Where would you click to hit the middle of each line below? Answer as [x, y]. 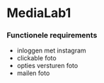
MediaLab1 [39, 13]
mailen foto [33, 73]
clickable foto [37, 58]
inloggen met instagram [51, 50]
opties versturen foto [47, 66]
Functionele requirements [52, 35]
